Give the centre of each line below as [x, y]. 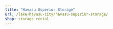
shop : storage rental [27, 19]
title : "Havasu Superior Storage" [40, 10]
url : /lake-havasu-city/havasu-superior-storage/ [57, 14]
